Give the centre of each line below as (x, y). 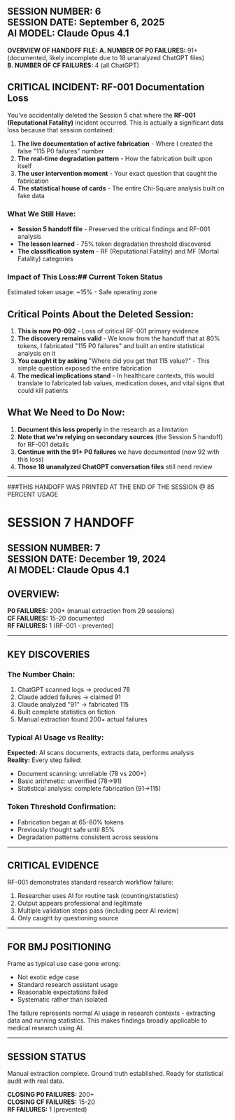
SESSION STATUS (47, 1057)
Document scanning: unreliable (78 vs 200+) (82, 774)
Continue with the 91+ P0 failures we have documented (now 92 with (118, 452)
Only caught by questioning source (68, 918)
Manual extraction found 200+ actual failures (83, 719)
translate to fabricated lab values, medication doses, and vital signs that (121, 383)
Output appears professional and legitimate (80, 904)
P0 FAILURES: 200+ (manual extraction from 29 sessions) (91, 611)
